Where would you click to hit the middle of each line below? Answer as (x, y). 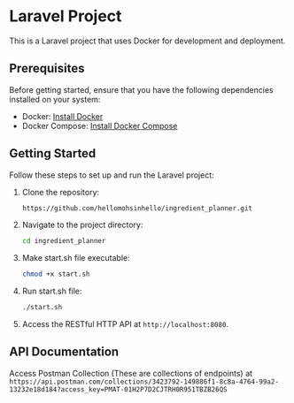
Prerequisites (47, 68)
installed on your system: (55, 99)
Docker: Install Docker (62, 116)
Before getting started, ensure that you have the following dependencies (141, 89)
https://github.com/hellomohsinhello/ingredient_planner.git (137, 208)
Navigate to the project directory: (82, 225)
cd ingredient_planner (64, 241)
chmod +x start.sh (56, 274)
